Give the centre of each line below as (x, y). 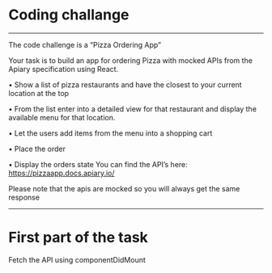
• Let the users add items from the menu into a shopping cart (110, 133)
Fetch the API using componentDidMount (77, 259)
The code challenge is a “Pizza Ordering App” (85, 44)
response (24, 197)
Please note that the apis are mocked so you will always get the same (124, 188)
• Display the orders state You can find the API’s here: (98, 164)
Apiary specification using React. (64, 69)
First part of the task (78, 238)
